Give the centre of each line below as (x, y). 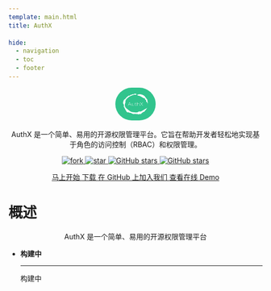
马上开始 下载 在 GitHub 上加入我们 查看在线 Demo (135, 177)
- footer (30, 69)
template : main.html (43, 17)
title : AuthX (30, 25)
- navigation (38, 51)
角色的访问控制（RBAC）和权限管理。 (139, 144)
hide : (17, 43)
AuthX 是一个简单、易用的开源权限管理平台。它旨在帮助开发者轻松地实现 (132, 134)
